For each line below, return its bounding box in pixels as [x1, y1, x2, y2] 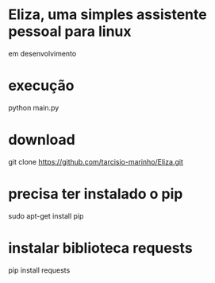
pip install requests [8, 265, 71, 275]
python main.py [8, 103, 60, 112]
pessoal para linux [8, 22, 132, 41]
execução [8, 77, 75, 95]
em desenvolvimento [8, 48, 77, 58]
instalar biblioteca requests [8, 238, 193, 257]
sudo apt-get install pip [8, 211, 84, 220]
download [8, 131, 75, 149]
